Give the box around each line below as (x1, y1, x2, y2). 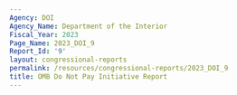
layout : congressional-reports (9, 55, 128, 64)
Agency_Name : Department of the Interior (9, 22, 168, 31)
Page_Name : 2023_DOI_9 (9, 38, 95, 48)
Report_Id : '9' (9, 47, 67, 56)
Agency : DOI (9, 13, 54, 23)
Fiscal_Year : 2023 (9, 30, 79, 39)
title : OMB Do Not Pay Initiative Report (9, 72, 168, 81)
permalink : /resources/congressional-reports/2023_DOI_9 (9, 64, 229, 73)
